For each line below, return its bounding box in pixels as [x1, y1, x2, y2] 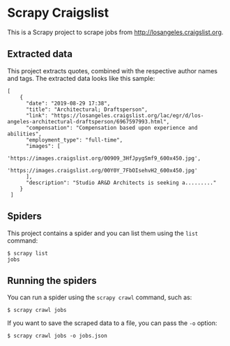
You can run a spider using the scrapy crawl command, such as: [7, 293, 192, 301]
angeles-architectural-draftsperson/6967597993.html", [7, 118, 170, 125]
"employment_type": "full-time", [25, 136, 123, 144]
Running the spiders [7, 274, 98, 287]
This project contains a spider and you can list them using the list [7, 229, 199, 237]
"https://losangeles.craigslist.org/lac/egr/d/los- [51, 112, 204, 119]
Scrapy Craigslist [7, 5, 109, 21]
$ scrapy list [7, 250, 49, 257]
